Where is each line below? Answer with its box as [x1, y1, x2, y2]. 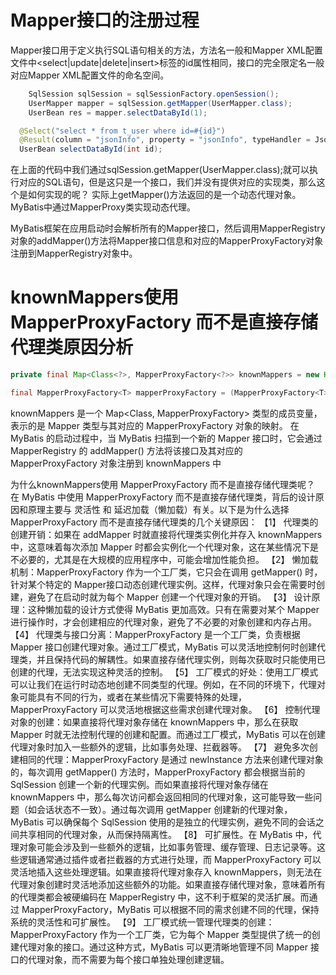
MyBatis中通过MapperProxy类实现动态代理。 [10, 201, 196, 213]
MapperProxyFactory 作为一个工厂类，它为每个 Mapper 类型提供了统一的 [10, 928, 312, 940]
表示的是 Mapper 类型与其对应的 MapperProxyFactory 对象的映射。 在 [10, 419, 300, 431]
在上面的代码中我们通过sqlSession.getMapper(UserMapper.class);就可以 [10, 164, 310, 176]
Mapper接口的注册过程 [10, 9, 200, 32]
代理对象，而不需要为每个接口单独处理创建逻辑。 [27, 953, 230, 965]
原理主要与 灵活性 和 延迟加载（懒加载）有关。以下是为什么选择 [27, 503, 290, 515]
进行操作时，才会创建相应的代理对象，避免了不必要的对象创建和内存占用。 [10, 616, 317, 628]
